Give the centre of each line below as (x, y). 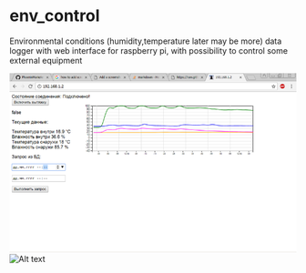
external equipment (46, 60)
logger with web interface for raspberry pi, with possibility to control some (149, 50)
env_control (55, 16)
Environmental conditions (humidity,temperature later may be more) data (146, 41)
